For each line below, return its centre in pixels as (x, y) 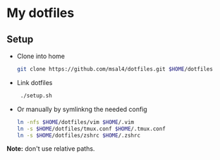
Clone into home (41, 56)
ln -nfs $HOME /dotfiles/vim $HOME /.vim (75, 122)
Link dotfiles (35, 82)
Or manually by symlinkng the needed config (82, 109)
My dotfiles (41, 13)
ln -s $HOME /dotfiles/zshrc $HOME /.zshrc (79, 135)
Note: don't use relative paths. (51, 149)
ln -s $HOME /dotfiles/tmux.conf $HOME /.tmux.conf (91, 129)
